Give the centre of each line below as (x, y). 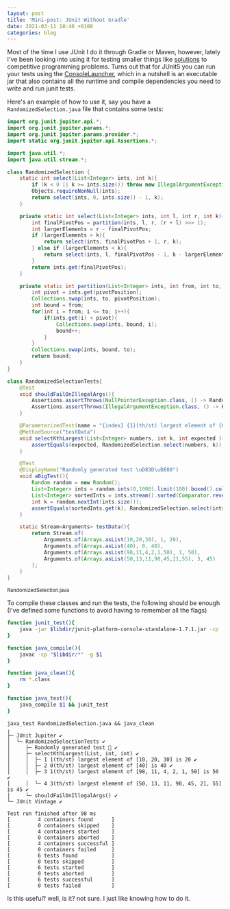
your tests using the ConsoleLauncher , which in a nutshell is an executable (112, 74)
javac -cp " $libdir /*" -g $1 (61, 654)
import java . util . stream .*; (47, 160)
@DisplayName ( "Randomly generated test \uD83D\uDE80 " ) (99, 470)
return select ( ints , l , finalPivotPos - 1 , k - (113, 255)
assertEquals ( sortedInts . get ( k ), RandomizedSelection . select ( (122, 508)
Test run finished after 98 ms (52, 814)
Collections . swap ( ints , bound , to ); (84, 350)
